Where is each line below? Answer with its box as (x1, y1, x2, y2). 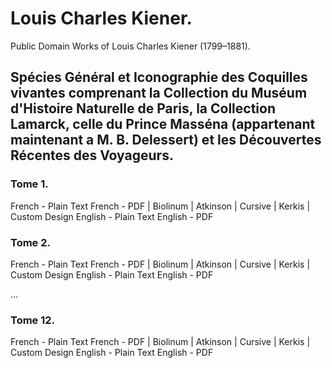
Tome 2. (10, 235, 51, 249)
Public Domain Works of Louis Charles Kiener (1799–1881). (10, 40, 251, 52)
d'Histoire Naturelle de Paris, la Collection (10, 100, 276, 117)
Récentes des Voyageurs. (10, 147, 174, 164)
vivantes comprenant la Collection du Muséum (10, 85, 308, 102)
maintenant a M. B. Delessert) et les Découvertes (10, 132, 322, 149)
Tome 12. (10, 313, 56, 327)
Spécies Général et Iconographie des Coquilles (10, 69, 308, 86)
